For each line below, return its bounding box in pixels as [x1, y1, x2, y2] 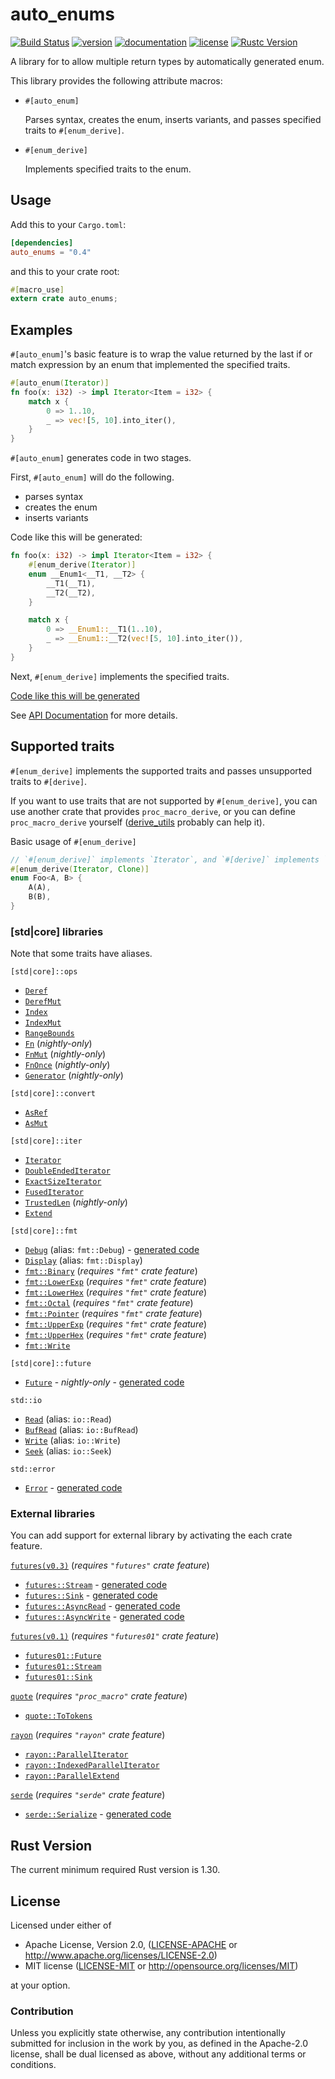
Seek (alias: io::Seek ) [24, 1445, 112, 1457]
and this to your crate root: [10, 265, 120, 277]
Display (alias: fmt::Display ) [24, 1254, 143, 1267]
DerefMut [24, 997, 62, 1007]
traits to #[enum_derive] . [24, 124, 125, 136]
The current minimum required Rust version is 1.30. [10, 1864, 221, 1876]
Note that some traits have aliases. [10, 948, 153, 960]
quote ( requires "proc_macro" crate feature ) [10, 1690, 188, 1702]
